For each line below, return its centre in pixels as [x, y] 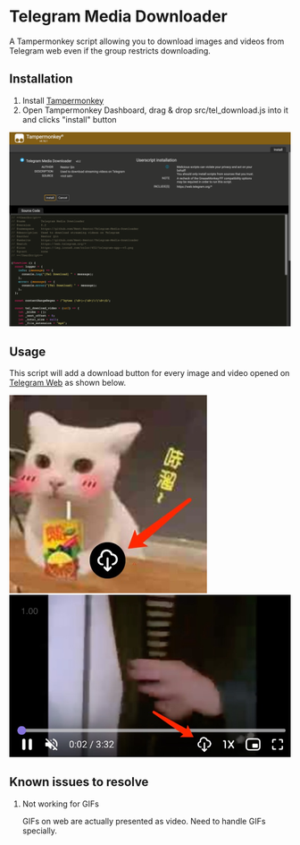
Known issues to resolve [79, 782]
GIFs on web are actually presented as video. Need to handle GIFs [144, 821]
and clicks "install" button [70, 119]
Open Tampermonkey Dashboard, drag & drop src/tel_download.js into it [155, 110]
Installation [41, 79]
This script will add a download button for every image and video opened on [150, 373]
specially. [40, 831]
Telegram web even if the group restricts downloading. [110, 50]
